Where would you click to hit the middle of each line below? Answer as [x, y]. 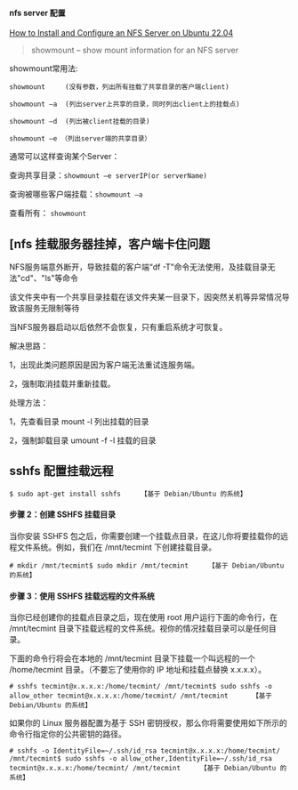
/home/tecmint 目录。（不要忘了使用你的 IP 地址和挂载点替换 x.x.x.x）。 [138, 670]
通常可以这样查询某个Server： [64, 157]
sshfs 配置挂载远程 [61, 471]
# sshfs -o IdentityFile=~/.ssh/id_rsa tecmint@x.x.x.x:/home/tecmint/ [145, 751]
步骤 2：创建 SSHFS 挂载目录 [62, 514]
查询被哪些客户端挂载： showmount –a [76, 194]
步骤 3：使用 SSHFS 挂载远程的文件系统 [82, 596]
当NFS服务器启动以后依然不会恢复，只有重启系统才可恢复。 [118, 327]
